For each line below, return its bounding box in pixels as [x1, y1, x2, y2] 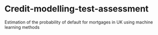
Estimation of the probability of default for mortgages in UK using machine [4, 19, 153, 25]
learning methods [4, 24, 40, 30]
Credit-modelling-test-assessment [4, 3, 149, 14]
